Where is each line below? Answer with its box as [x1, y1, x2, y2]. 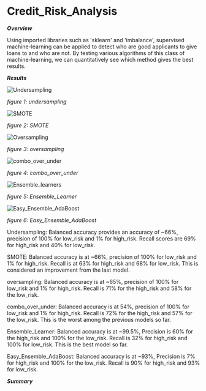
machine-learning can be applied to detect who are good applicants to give [7, 43, 197, 50]
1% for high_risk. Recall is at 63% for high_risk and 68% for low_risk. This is [7, 259, 199, 267]
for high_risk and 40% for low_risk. [7, 241, 96, 248]
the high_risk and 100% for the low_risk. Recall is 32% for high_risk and [7, 334, 188, 341]
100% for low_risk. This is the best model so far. [7, 341, 128, 348]
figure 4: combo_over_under [7, 169, 78, 176]
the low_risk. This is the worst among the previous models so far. [7, 316, 171, 323]
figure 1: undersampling [7, 98, 67, 105]
